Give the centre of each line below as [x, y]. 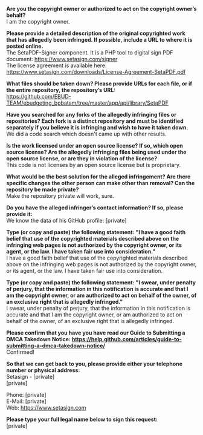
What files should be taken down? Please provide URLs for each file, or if [99, 83]
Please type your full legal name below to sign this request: [82, 419]
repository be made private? [43, 189]
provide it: [19, 214]
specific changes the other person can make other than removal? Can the [101, 183]
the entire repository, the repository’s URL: [61, 90]
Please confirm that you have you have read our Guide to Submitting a [96, 333]
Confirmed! [20, 352]
